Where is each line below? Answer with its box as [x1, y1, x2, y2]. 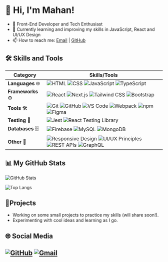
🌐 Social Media [5, 232, 53, 240]
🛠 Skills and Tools [5, 54, 63, 63]
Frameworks [7, 88, 38, 95]
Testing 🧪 [7, 117, 31, 124]
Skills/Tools [89, 71, 118, 78]
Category [13, 71, 36, 78]
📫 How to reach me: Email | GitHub [12, 37, 86, 43]
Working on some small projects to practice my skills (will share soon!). [12, 212, 159, 218]
